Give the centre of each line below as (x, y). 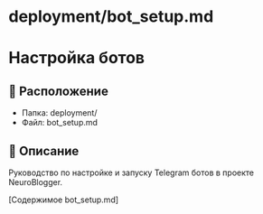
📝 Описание (44, 151)
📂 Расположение (59, 91)
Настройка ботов (77, 58)
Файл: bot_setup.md (60, 123)
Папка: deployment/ (59, 113)
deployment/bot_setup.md (111, 17)
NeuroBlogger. (36, 182)
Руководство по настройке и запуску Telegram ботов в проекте (131, 172)
